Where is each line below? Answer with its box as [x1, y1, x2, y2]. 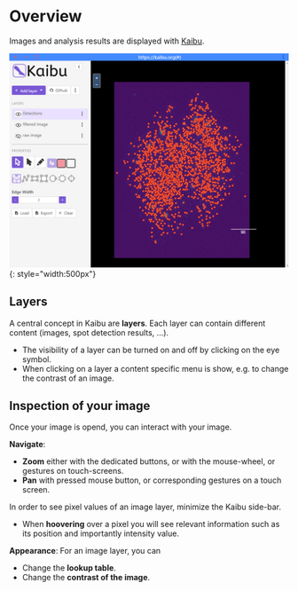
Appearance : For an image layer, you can [9, 546, 161, 556]
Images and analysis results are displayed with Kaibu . [9, 35, 205, 46]
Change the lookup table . [21, 563, 117, 573]
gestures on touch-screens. [21, 466, 124, 477]
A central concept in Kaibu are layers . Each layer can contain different [9, 318, 266, 328]
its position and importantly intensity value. [21, 528, 180, 539]
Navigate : [9, 439, 46, 450]
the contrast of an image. [21, 373, 114, 383]
